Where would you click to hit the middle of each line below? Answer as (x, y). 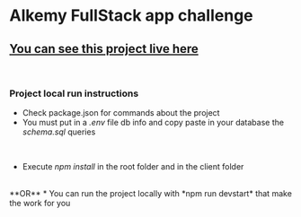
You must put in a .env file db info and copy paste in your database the (153, 123)
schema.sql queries (59, 132)
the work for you (40, 204)
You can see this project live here (104, 49)
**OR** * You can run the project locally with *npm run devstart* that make (150, 194)
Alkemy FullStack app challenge (131, 16)
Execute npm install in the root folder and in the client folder (133, 167)
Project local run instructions (74, 93)
